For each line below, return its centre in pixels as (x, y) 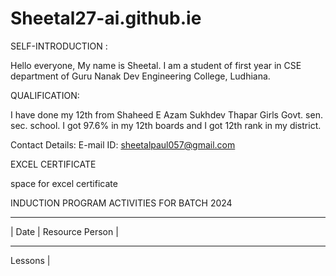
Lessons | (30, 260)
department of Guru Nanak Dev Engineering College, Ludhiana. (140, 76)
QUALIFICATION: (45, 95)
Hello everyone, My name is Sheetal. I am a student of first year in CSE (156, 65)
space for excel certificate (64, 183)
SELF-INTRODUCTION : (59, 46)
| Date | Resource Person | (64, 231)
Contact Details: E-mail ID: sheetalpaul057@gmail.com (123, 144)
